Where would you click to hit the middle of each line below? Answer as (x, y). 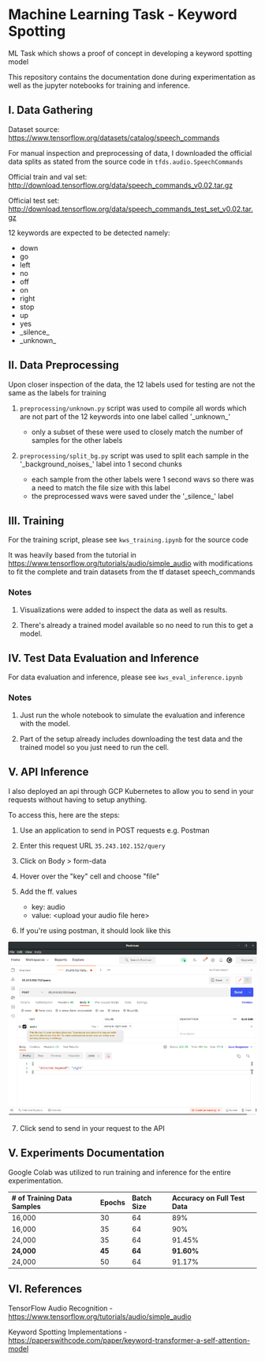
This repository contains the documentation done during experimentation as (132, 77)
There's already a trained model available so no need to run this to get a (136, 625)
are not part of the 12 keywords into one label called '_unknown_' (125, 416)
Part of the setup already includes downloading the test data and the (131, 739)
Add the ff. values (48, 891)
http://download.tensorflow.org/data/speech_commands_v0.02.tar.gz (121, 185)
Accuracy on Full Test (209, 1198)
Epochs (113, 1202)
